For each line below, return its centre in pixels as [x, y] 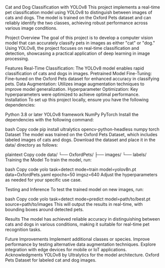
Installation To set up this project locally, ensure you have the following [77, 100]
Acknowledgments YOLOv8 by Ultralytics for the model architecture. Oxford [82, 255]
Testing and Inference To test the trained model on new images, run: [74, 189]
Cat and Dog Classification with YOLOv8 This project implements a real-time [82, 7]
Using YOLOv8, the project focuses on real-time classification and [72, 48]
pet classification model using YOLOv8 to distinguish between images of [79, 12]
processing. [17, 58]
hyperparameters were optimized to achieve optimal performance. [72, 94]
